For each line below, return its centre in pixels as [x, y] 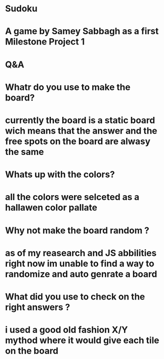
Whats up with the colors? [60, 175]
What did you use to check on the [75, 296]
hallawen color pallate [51, 208]
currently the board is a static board [80, 120]
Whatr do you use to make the [68, 87]
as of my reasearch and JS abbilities [81, 253]
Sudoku [21, 9]
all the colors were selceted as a [72, 197]
